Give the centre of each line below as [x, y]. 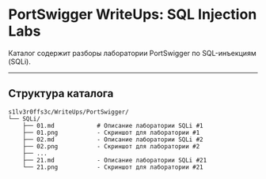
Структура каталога [61, 93]
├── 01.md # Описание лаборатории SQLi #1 [113, 125]
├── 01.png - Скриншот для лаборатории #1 [111, 132]
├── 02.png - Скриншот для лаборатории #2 [111, 146]
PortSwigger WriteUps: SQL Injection [133, 15]
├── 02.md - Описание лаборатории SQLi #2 [113, 140]
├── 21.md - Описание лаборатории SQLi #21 [115, 160]
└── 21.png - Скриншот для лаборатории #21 [113, 167]
